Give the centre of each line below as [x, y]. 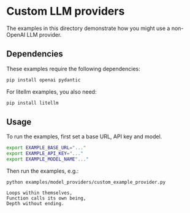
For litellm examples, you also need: [51, 92]
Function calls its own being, [46, 198]
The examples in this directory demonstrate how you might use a [88, 28]
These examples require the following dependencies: [74, 69]
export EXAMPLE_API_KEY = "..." [45, 154]
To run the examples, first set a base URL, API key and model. [84, 136]
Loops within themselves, [39, 193]
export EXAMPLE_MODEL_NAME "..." [47, 159]
